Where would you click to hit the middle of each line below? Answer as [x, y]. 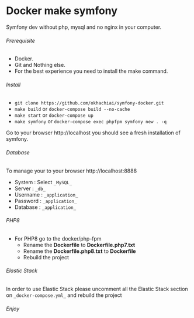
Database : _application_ [45, 207]
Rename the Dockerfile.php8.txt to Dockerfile [79, 251]
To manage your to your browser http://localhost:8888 [72, 171]
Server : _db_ [30, 188]
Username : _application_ [46, 194]
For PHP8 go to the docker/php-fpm [58, 238]
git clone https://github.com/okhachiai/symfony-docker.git [89, 103]
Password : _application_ [46, 201]
